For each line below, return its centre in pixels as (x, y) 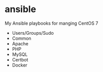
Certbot (20, 59)
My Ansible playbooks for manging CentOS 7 (51, 23)
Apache (20, 43)
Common (21, 38)
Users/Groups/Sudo (33, 33)
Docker (20, 65)
